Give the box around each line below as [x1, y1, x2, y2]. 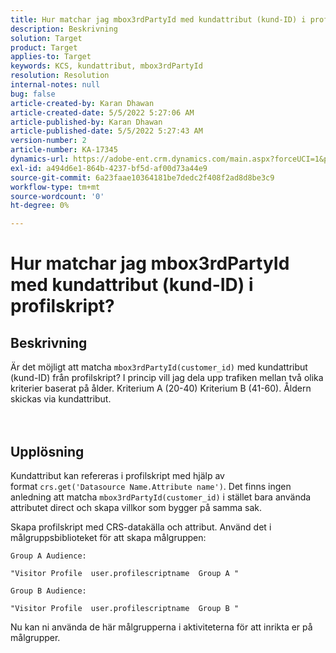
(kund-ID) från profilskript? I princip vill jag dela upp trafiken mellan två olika [10, 372, 324, 384]
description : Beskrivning [10, 24, 118, 34]
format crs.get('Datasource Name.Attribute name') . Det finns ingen [10, 480, 292, 492]
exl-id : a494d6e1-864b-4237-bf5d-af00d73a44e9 [10, 163, 208, 173]
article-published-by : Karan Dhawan [10, 117, 163, 127]
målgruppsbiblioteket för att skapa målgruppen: [10, 531, 207, 543]
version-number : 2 [10, 136, 87, 146]
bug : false [10, 89, 56, 99]
